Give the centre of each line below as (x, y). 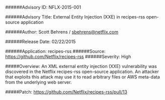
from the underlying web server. (38, 82)
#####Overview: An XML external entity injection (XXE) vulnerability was (81, 66)
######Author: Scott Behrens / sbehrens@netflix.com (62, 32)
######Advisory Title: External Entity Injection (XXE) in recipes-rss (75, 17)
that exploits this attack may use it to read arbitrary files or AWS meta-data (82, 77)
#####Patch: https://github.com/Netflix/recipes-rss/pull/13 (66, 92)
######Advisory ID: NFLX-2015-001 (43, 7)
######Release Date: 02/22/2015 (40, 41)
